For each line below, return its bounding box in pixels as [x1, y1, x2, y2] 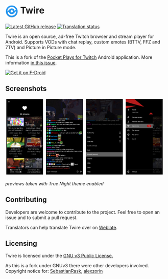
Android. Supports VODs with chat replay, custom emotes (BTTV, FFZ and [5, 38, 160, 45]
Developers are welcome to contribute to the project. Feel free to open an [5, 209, 160, 215]
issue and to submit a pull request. [5, 214, 78, 221]
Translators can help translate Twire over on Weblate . [5, 224, 118, 230]
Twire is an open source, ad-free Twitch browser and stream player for [5, 33, 154, 39]
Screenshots [5, 84, 47, 93]
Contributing [5, 196, 47, 204]
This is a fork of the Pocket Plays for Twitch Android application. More [5, 54, 153, 60]
